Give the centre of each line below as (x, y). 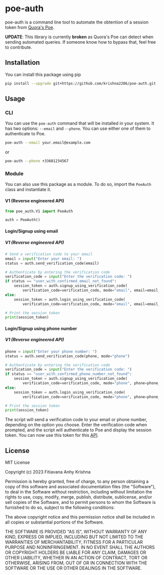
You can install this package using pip (43, 75)
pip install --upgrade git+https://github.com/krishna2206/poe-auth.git (81, 83)
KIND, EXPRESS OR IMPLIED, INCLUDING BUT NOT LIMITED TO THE (74, 537)
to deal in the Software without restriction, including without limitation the (79, 492)
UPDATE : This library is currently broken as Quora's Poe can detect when (79, 37)
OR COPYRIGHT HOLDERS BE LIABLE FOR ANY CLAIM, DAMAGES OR (76, 552)
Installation (22, 62)
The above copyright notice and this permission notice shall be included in (80, 517)
